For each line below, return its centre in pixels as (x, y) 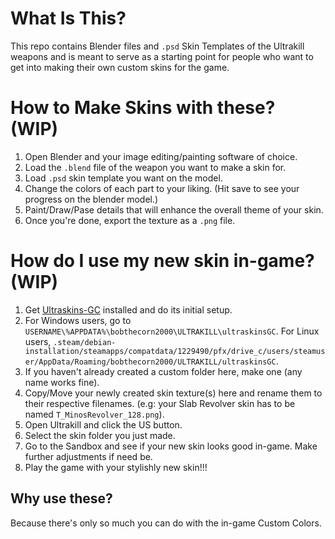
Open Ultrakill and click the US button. (103, 424)
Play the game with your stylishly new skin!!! (116, 467)
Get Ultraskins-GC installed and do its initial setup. (128, 309)
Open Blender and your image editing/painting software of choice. (161, 156)
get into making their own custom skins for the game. (120, 67)
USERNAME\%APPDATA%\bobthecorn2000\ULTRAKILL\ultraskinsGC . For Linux (172, 331)
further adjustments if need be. (88, 456)
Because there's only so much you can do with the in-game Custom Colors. (166, 523)
